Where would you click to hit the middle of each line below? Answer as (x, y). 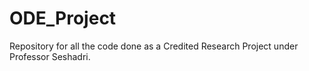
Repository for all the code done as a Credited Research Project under (154, 46)
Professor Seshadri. (50, 56)
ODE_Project (63, 18)
